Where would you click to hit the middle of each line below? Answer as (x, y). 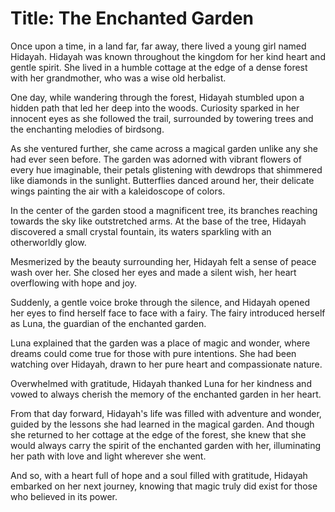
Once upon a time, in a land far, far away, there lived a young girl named (158, 46)
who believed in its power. (64, 496)
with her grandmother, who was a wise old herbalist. (118, 78)
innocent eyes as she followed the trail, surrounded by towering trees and (162, 118)
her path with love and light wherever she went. (108, 456)
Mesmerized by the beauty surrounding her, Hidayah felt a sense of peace (163, 261)
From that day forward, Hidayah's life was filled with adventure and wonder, (166, 413)
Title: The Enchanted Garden (132, 18)
